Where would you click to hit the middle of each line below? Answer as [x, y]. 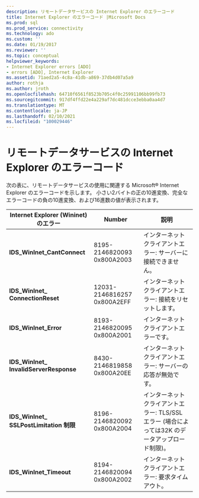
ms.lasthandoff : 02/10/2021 [41, 116]
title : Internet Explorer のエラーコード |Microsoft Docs [76, 17]
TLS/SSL [171, 413]
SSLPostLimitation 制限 [42, 425]
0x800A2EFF [113, 302]
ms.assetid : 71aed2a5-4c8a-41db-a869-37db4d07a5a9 [70, 78]
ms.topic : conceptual [33, 56]
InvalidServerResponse [43, 370]
